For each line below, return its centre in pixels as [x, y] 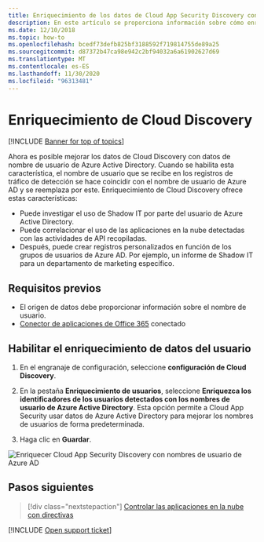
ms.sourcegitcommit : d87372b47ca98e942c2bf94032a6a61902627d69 [114, 52]
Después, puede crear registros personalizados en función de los [125, 247]
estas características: [43, 198]
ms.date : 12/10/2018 [42, 30]
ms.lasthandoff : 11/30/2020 [54, 74]
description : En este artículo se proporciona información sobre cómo [126, 23]
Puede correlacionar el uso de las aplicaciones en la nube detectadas [132, 230]
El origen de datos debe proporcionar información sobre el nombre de [133, 307]
